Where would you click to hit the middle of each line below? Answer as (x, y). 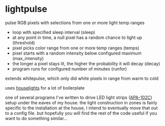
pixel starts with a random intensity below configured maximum (77, 53)
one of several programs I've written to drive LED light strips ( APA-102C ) (79, 97)
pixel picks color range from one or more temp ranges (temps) (76, 48)
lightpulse (26, 9)
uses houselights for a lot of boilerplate (45, 88)
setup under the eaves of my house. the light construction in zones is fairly (81, 102)
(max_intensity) (28, 58)
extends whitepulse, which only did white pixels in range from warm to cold (82, 78)
